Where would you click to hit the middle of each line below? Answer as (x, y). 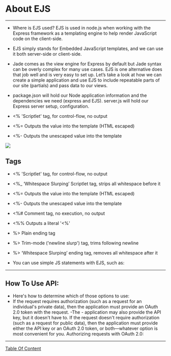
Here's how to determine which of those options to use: (71, 296)
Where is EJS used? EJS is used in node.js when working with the (82, 28)
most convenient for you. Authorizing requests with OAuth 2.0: (78, 334)
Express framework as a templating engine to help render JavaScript (84, 33)
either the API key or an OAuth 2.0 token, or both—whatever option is (85, 328)
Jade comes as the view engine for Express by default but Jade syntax (87, 64)
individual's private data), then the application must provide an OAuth (85, 307)
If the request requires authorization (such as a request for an (77, 301)
